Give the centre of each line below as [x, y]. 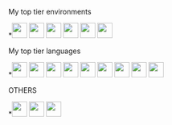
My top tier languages [45, 51]
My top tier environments [50, 12]
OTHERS [23, 90]
